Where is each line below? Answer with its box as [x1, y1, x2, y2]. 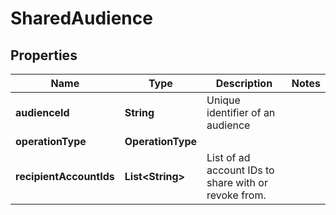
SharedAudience [10, 7, 153, 30]
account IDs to [206, 163, 275, 177]
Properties [10, 47, 78, 64]
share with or [206, 176, 268, 189]
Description [215, 77, 273, 90]
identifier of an [206, 106, 276, 119]
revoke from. [206, 188, 267, 202]
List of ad [206, 151, 251, 164]
